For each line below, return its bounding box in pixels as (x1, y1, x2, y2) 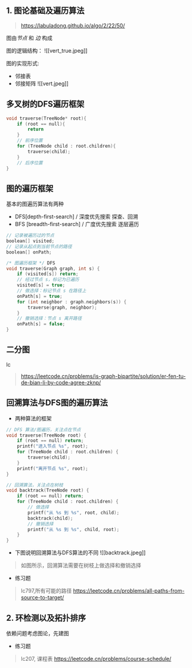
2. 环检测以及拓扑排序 (6, 612, 86, 623)
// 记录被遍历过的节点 (6, 233, 55, 239)
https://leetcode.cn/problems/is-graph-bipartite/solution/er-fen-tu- (20, 373, 186, 380)
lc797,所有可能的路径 (20, 587, 72, 594)
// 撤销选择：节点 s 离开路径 (17, 316, 82, 322)
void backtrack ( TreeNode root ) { (6, 487, 89, 493)
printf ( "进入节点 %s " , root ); (17, 443, 88, 450)
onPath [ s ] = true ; (17, 293, 63, 299)
